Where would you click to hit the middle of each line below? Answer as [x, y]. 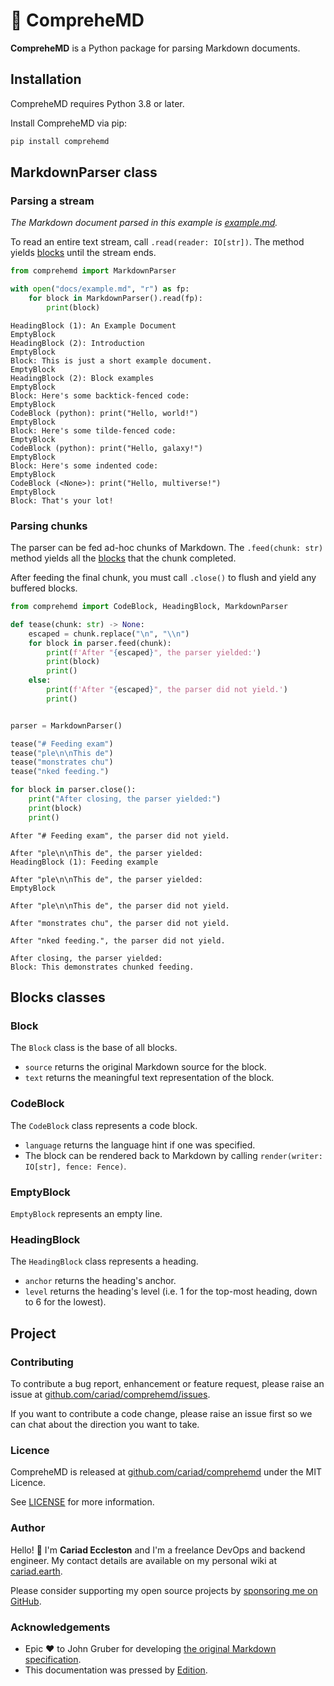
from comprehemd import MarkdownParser [93, 271]
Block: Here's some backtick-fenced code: [100, 395]
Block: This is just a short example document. [111, 360]
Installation [46, 79]
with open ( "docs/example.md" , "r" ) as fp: [100, 289]
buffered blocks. [44, 588]
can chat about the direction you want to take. [105, 1424]
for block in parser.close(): [73, 790]
